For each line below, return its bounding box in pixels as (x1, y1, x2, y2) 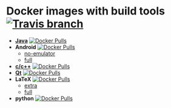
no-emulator (24, 49, 56, 57)
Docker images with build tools (6, 4, 166, 18)
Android (15, 43, 36, 51)
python (15, 95, 35, 102)
